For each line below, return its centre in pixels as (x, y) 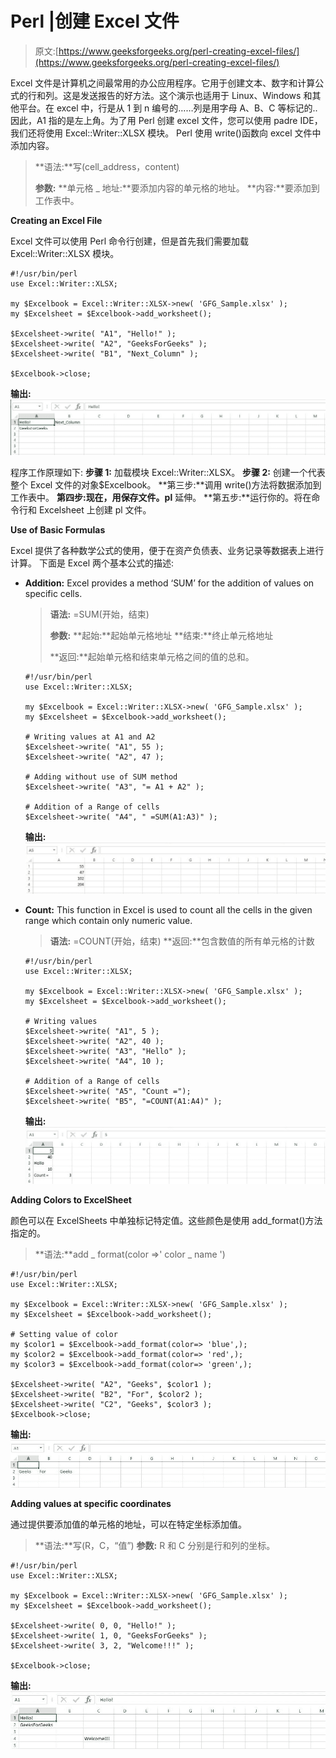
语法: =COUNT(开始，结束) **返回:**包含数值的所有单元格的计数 (182, 941)
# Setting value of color (64, 1334)
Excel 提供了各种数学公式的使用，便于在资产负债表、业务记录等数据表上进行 (167, 551)
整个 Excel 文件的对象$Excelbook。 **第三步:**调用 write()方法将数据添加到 (166, 485)
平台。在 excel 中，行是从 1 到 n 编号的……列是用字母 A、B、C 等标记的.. (168, 108)
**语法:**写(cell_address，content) (107, 166)
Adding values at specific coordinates (91, 1504)
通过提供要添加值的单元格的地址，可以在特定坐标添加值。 (128, 1524)
